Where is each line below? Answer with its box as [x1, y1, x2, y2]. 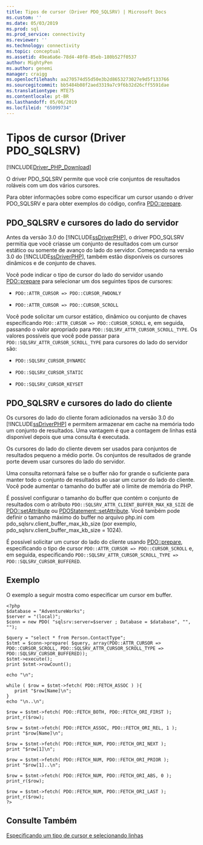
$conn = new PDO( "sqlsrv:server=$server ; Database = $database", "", [6, 619, 191, 625]
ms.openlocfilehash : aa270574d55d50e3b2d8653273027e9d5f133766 [6, 76, 170, 82]
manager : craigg [6, 71, 47, 77]
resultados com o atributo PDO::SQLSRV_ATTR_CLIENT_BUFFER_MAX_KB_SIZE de [6, 501, 194, 508]
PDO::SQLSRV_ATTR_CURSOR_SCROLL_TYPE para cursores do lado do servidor [6, 339, 188, 346]
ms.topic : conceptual [6, 48, 61, 55]
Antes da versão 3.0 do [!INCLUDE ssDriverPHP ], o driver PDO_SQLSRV [6, 234, 184, 241]
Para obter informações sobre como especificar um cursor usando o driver [6, 193, 194, 201]
